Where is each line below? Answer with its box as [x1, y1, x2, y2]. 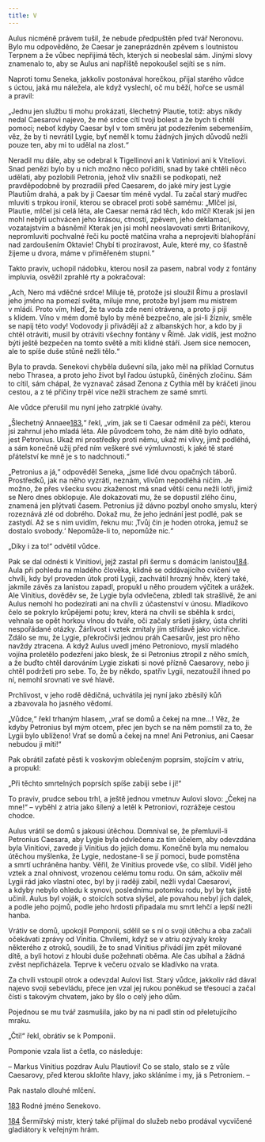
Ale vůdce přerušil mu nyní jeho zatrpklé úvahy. [8, 402, 164, 412]
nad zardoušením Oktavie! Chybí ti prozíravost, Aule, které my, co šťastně [8, 240, 248, 249]
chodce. [8, 810, 36, 820]
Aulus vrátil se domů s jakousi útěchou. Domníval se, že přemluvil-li [8, 826, 228, 836]
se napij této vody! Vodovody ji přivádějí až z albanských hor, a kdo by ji [8, 321, 243, 330]
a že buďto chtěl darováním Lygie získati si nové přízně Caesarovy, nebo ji [8, 658, 250, 667]
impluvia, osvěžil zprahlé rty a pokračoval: [8, 271, 146, 282]
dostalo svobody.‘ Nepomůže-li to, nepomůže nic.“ [8, 525, 174, 536]
